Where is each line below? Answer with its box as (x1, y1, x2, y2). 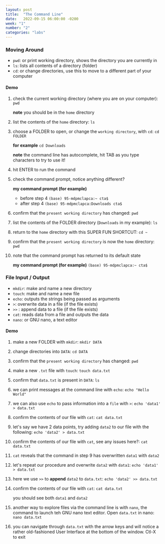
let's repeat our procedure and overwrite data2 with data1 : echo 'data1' (12, 462, 159, 468)
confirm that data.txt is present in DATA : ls (12, 377, 100, 383)
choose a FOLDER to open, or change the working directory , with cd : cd (12, 128, 160, 134)
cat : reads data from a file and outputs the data (12, 311, 109, 318)
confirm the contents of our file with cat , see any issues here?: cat (12, 439, 148, 445)
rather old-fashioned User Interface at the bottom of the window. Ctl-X (12, 529, 156, 535)
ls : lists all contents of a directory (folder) (12, 63, 98, 69)
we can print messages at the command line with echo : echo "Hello (12, 387, 149, 392)
